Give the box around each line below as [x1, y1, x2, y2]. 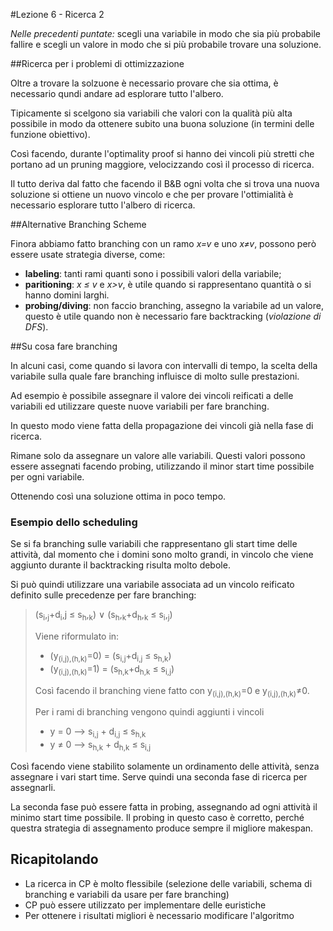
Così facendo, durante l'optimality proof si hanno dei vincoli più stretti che [10, 148, 315, 159]
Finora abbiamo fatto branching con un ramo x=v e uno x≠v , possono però [10, 238, 317, 249]
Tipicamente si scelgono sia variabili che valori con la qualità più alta [10, 107, 293, 119]
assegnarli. [10, 782, 56, 794]
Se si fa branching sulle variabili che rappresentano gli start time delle [10, 538, 298, 550]
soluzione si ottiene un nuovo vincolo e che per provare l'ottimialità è [10, 189, 294, 200]
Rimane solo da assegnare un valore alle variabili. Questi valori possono [10, 450, 306, 461]
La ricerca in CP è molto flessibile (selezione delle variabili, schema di [24, 877, 313, 889]
